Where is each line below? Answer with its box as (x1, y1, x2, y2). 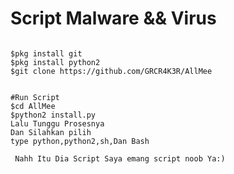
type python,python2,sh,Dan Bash (10, 136, 150, 146)
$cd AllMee (10, 101, 56, 111)
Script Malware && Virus (10, 7, 217, 30)
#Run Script (10, 92, 60, 102)
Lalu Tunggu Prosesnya (10, 118, 105, 129)
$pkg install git (10, 48, 83, 59)
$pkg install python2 (10, 57, 101, 67)
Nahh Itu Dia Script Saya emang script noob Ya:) (14, 153, 226, 164)
